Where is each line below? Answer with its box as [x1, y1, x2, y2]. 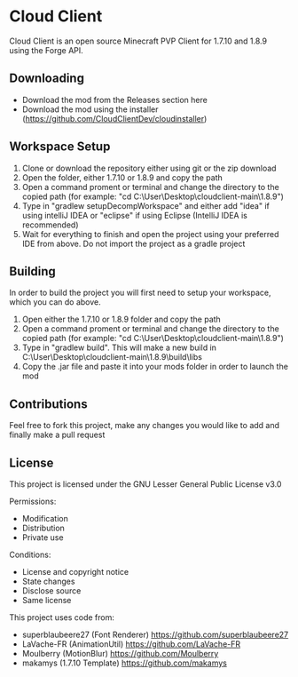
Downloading [9, 71, 84, 86]
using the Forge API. [9, 44, 84, 55]
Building [9, 264, 56, 279]
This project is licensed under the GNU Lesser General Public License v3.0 [9, 479, 282, 490]
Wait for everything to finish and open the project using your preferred [21, 228, 279, 239]
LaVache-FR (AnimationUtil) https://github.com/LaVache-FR [21, 639, 241, 649]
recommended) [21, 219, 79, 230]
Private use [21, 532, 64, 543]
